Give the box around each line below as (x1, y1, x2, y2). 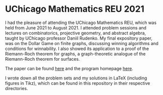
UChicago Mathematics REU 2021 (5, 3, 144, 15)
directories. (5, 85, 28, 91)
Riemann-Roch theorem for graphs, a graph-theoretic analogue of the (5, 50, 146, 57)
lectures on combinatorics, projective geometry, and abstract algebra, (5, 30, 146, 36)
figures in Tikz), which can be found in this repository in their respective (5, 80, 150, 86)
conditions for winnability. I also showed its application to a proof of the (5, 46, 149, 51)
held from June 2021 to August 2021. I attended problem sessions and (5, 24, 147, 30)
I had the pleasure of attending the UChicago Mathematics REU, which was (5, 20, 157, 25)
